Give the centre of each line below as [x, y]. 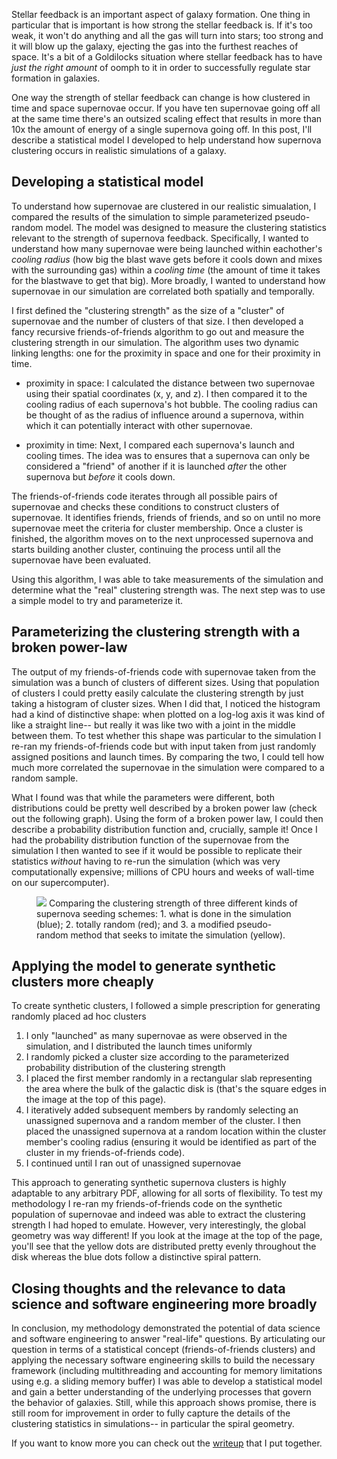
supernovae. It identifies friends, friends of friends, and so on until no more [166, 517]
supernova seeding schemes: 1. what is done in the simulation [164, 913]
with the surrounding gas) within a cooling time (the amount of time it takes [166, 270]
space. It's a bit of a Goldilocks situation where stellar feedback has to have [167, 57]
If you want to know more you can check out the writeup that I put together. [167, 1443]
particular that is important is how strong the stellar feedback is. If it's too [162, 25]
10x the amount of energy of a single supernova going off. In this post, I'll [162, 129]
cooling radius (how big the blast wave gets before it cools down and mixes [167, 259]
